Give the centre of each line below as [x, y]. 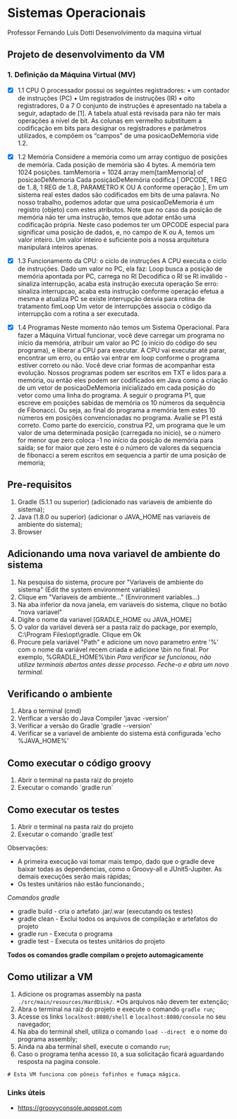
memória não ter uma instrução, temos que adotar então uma [107, 217]
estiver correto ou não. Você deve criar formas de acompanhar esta [116, 365]
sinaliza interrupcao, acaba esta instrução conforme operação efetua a [121, 291]
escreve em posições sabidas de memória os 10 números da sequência [121, 403]
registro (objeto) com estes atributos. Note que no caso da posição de [120, 209]
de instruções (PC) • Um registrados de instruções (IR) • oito [106, 98]
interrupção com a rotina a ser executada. [78, 313]
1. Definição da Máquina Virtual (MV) [72, 75]
